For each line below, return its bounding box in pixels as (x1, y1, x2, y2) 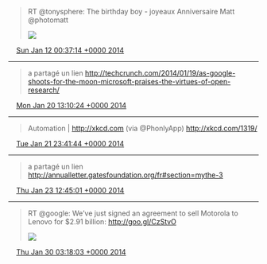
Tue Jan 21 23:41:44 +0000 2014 (15, 139, 125, 148)
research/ (27, 85, 60, 95)
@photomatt (27, 15, 69, 25)
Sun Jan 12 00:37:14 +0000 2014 (15, 45, 125, 55)
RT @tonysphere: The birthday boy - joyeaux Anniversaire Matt (27, 7, 235, 16)
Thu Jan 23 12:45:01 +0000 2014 (15, 186, 125, 195)
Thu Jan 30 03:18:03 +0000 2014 (15, 247, 126, 257)
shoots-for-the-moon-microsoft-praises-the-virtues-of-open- (27, 77, 231, 86)
